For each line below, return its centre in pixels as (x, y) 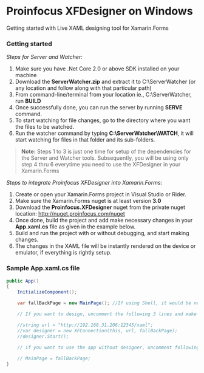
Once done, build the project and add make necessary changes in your (104, 221)
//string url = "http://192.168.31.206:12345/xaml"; (85, 325)
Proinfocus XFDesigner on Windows (100, 11)
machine (26, 75)
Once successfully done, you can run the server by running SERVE (99, 108)
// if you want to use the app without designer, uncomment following (108, 347)
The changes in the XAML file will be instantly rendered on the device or (105, 246)
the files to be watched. (45, 127)
